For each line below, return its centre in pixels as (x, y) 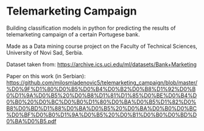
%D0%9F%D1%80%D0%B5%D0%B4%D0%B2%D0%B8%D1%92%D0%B (101, 89)
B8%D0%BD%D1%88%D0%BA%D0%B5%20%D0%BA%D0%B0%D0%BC (101, 108)
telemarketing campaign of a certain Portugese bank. (73, 34)
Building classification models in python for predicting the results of (91, 28)
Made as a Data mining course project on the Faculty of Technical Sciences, (102, 46)
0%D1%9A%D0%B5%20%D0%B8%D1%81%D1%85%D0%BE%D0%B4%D (102, 95)
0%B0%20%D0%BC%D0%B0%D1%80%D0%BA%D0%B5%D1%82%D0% (101, 102)
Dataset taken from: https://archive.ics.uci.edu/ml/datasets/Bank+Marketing (101, 64)
